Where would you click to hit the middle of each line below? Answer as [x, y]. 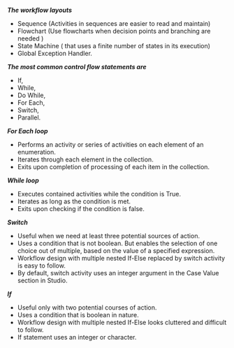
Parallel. [29, 117]
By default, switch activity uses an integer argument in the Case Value [118, 273]
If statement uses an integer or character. [77, 337]
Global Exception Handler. [55, 53]
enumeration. [36, 152]
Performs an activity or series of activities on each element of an [110, 145]
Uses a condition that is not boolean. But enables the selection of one [117, 243]
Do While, [31, 95]
